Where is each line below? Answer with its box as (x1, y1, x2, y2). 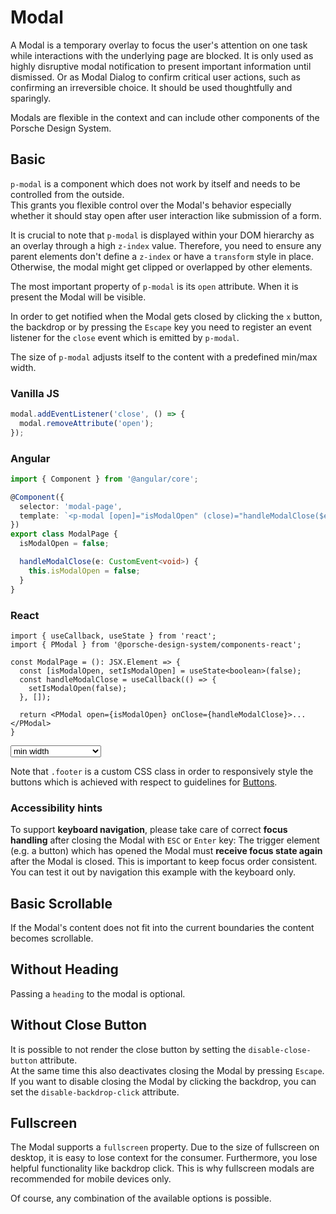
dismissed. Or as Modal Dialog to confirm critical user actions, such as (10, 71, 301, 83)
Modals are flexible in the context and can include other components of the (10, 111, 320, 123)
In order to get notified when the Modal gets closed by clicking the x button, (10, 310, 323, 322)
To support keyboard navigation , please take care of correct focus (10, 824, 288, 836)
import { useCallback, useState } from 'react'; (10, 631, 217, 641)
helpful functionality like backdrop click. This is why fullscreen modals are (10, 1162, 315, 1175)
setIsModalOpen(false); (28, 683, 128, 693)
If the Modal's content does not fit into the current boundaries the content (10, 922, 315, 933)
